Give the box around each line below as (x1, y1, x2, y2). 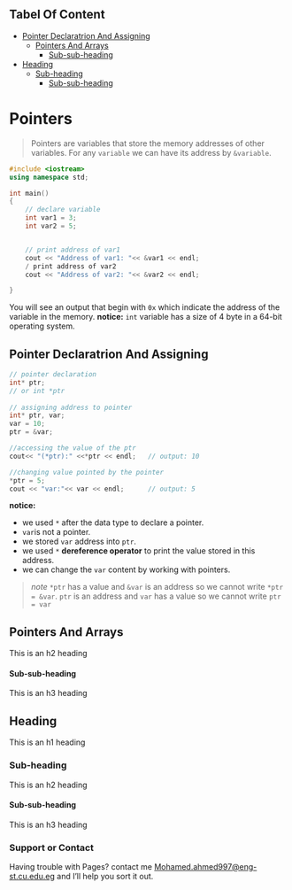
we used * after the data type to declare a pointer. (21, 517, 204, 528)
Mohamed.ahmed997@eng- (154, 862, 257, 872)
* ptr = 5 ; (9, 476, 46, 485)
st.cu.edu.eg (9, 871, 56, 882)
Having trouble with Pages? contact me (9, 862, 153, 872)
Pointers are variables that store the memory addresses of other (30, 137, 265, 149)
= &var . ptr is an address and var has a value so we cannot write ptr (30, 591, 281, 601)
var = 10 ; (9, 420, 46, 429)
